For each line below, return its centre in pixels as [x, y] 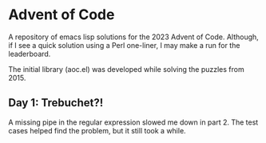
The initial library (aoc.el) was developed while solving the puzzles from [127, 69]
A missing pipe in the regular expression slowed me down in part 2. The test [133, 122]
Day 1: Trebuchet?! [56, 103]
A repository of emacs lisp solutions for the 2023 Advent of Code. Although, [134, 37]
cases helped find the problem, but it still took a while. [97, 130]
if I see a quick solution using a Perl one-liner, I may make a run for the [124, 45]
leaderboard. [30, 54]
